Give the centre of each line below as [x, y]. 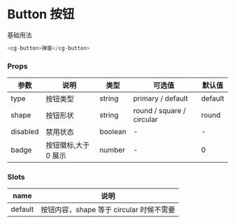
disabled [25, 132]
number [113, 150]
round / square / [159, 111]
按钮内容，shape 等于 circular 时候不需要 [108, 210]
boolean [113, 132]
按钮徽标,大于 [67, 145]
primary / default [160, 98]
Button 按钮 [41, 14]
